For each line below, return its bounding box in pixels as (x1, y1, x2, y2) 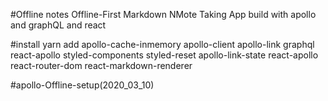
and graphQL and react (10, 19, 107, 31)
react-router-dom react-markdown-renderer (10, 60, 193, 71)
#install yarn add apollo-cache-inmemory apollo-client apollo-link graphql (10, 39, 315, 50)
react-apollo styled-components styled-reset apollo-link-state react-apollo (10, 49, 319, 61)
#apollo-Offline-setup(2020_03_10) (10, 79, 155, 91)
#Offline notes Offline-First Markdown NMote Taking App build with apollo (10, 9, 317, 20)
